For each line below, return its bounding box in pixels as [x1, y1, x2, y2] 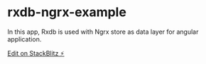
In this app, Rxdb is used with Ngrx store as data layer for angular [7, 27, 199, 36]
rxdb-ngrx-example [7, 4, 126, 20]
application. [7, 34, 42, 43]
